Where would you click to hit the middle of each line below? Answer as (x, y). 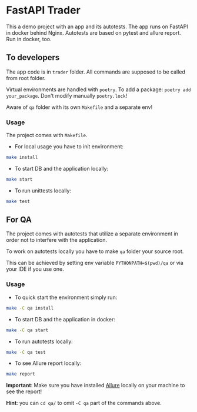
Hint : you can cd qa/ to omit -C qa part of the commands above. (84, 403)
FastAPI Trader (43, 10)
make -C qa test (26, 352)
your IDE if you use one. (35, 269)
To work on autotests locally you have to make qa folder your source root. (95, 251)
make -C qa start (27, 330)
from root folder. (26, 78)
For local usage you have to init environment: (69, 147)
